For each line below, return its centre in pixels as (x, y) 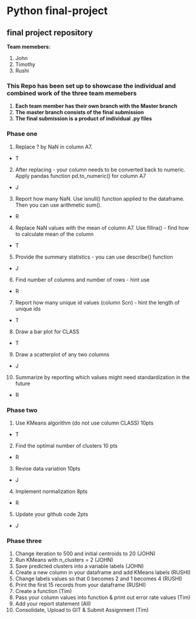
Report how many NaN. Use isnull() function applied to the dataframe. (100, 198)
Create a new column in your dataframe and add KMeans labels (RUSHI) (103, 572)
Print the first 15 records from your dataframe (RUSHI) (81, 585)
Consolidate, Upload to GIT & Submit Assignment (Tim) (82, 610)
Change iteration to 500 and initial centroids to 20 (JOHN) (85, 554)
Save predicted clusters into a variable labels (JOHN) (79, 566)
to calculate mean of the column (54, 234)
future (23, 383)
